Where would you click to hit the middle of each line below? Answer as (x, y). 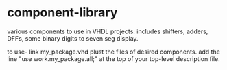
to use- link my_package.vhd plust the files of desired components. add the (114, 52)
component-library (62, 13)
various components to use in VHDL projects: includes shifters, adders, (108, 31)
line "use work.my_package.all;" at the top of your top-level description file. (114, 58)
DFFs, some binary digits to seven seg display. (73, 38)
